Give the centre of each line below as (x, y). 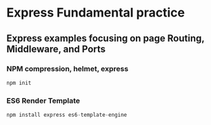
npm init (19, 83)
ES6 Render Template (43, 100)
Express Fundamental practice (96, 13)
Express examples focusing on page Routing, (105, 38)
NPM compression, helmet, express (68, 68)
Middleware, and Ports (56, 49)
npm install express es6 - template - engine (67, 115)
